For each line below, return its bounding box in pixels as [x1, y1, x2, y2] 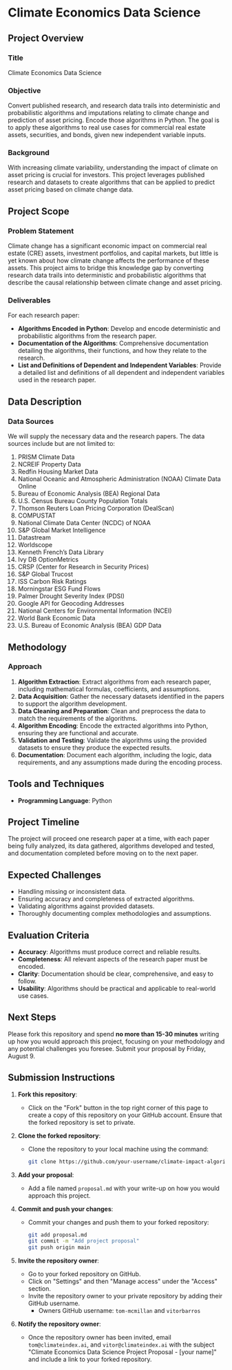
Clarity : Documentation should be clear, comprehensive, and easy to [17, 970, 214, 978]
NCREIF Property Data [17, 460, 81, 469]
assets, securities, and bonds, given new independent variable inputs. [8, 131, 206, 139]
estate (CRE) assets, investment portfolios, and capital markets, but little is [8, 249, 219, 258]
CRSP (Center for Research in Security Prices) [17, 563, 149, 571]
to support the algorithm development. [17, 699, 127, 708]
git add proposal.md [28, 1231, 87, 1238]
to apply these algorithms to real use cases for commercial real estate [8, 123, 206, 132]
